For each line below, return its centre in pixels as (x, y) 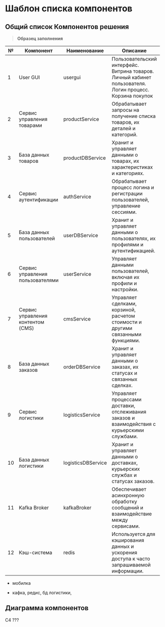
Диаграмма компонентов (47, 608)
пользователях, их (134, 238)
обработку (124, 501)
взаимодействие (132, 514)
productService (81, 119)
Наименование (85, 51)
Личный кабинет (131, 77)
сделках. (122, 385)
